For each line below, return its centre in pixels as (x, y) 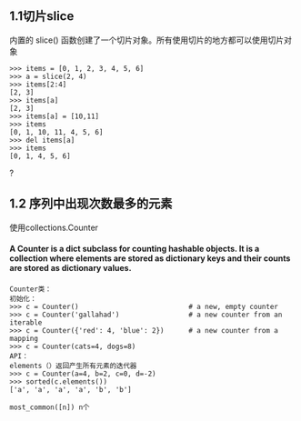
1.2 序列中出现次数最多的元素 (91, 204)
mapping (24, 338)
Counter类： (30, 289)
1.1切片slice (42, 16)
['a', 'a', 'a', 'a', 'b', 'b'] (70, 389)
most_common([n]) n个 (50, 407)
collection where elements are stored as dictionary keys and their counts (150, 258)
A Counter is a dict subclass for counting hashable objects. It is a (135, 249)
